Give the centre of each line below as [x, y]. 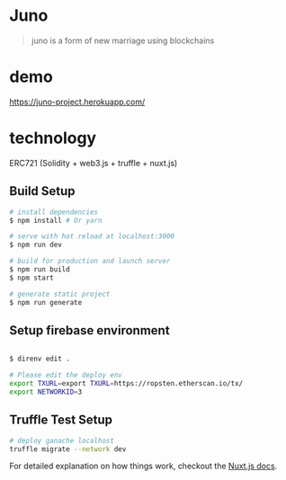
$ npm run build [40, 270]
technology [53, 138]
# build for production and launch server [90, 262]
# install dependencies [54, 212]
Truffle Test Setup [61, 420]
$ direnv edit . [40, 359]
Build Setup [42, 191]
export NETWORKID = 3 [46, 392]
